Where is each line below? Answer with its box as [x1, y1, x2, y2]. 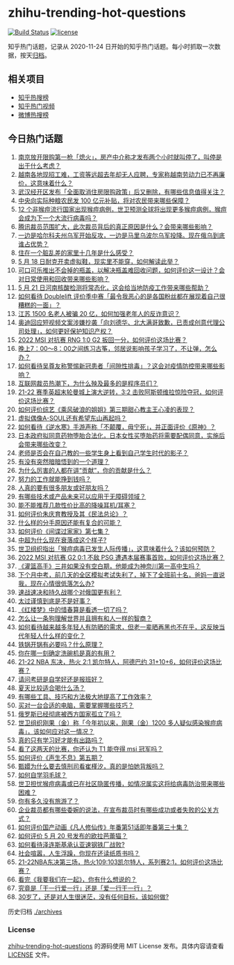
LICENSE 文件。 [8, 950, 54, 959]
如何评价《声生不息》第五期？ [17, 753, 103, 762]
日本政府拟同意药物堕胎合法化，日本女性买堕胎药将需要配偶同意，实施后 [17, 431, 225, 439]
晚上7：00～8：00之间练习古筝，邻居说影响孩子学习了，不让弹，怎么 [17, 344, 217, 352]
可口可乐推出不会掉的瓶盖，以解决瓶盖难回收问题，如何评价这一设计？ [17, 266, 219, 274]
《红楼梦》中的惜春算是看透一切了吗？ [17, 605, 128, 613]
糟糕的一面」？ [17, 301, 61, 309]
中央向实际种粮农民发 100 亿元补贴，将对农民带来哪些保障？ [17, 196, 190, 205]
